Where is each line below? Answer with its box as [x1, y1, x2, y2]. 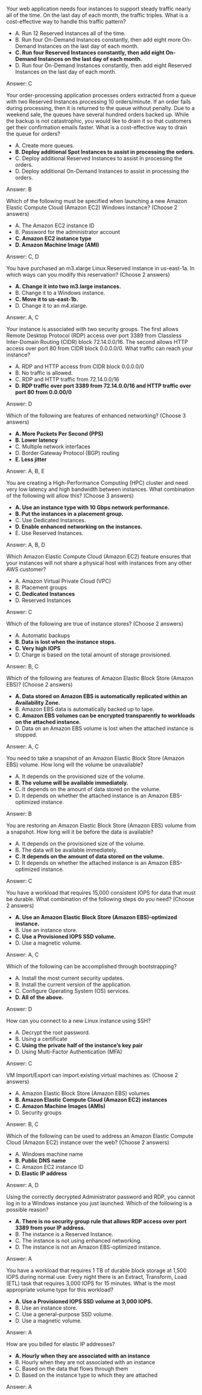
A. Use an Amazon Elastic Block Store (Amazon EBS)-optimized [14, 914, 177, 921]
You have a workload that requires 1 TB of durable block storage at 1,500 [6, 1267, 187, 1274]
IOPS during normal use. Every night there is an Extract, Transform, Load [6, 1274, 188, 1280]
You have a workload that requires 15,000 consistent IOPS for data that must [6, 889, 196, 896]
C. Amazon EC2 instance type [14, 235, 92, 242]
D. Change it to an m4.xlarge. [14, 302, 87, 309]
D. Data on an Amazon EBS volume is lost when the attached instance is [14, 725, 194, 732]
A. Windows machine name [14, 1151, 83, 1157]
